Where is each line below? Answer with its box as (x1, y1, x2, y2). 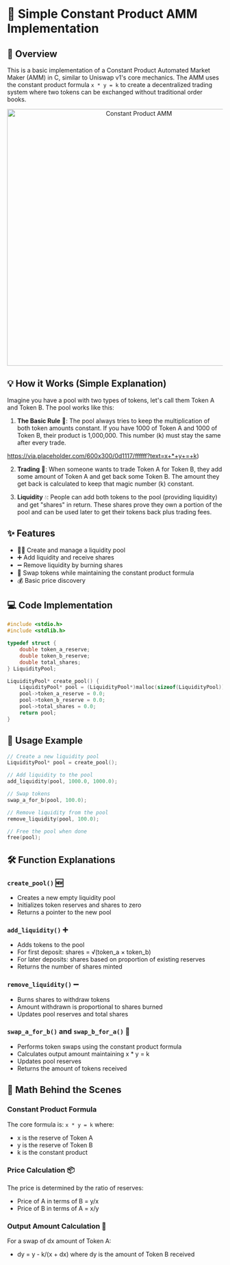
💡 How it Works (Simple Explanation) (7, 378, 167, 390)
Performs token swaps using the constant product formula (16, 1042, 182, 1051)
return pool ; (19, 709, 57, 716)
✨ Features (7, 527, 55, 540)
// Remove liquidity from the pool (7, 809, 109, 816)
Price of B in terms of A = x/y (16, 1204, 99, 1212)
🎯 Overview (7, 48, 57, 60)
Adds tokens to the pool (16, 941, 85, 949)
